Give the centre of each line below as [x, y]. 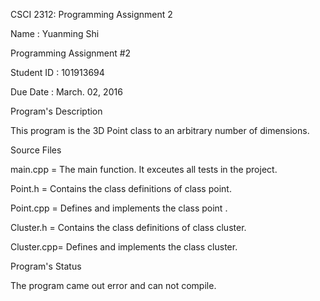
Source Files [36, 150]
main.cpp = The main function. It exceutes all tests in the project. [144, 169]
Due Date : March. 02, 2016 [66, 92]
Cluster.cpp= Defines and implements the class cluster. [124, 247]
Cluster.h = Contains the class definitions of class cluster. [128, 227]
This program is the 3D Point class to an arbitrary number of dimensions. [160, 130]
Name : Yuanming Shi [55, 33]
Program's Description [56, 111]
